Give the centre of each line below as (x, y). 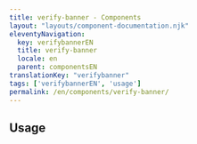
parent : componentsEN (57, 68)
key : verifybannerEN (55, 42)
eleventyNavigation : (48, 34)
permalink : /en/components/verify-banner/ (89, 92)
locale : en (37, 59)
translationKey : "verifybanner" (69, 76)
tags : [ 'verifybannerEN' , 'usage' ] (75, 84)
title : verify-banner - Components (75, 17)
